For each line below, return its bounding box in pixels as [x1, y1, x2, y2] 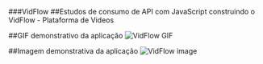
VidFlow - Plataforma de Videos [8, 15, 115, 25]
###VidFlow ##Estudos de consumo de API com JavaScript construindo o [8, 7, 256, 16]
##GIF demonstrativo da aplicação [8, 31, 123, 40]
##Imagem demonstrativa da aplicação [8, 46, 139, 55]
